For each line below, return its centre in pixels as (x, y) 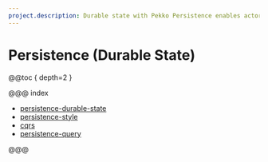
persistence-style (49, 117)
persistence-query (50, 133)
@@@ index (29, 93)
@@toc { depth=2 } (40, 77)
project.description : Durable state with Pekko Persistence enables (124, 16)
